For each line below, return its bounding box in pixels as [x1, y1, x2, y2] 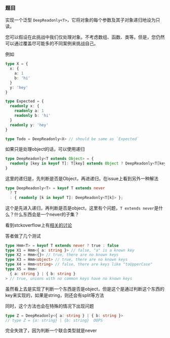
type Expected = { [5, 99, 44, 104]
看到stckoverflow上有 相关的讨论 [5, 222, 72, 228]
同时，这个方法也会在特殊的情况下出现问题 [5, 303, 94, 309]
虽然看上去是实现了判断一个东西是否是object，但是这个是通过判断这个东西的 [5, 286, 165, 292]
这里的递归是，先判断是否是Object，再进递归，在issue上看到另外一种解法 [5, 176, 159, 182]
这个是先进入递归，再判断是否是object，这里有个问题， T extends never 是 [5, 205, 159, 211]
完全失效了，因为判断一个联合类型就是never [5, 327, 97, 333]
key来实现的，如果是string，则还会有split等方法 [5, 292, 105, 298]
